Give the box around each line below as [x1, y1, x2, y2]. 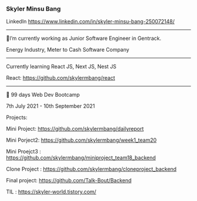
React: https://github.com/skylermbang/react [6, 74, 116, 81]
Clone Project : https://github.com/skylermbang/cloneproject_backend [6, 166, 177, 173]
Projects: [6, 114, 28, 121]
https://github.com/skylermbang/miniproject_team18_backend [6, 154, 157, 161]
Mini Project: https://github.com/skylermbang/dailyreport [6, 125, 144, 132]
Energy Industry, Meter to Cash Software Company [6, 46, 130, 53]
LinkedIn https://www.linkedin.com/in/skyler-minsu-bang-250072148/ [6, 18, 175, 25]
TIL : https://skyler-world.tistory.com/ [6, 188, 97, 195]
